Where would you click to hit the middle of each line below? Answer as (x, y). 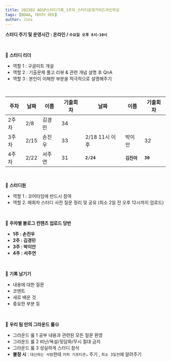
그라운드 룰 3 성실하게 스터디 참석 (46, 348)
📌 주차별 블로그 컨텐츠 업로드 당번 (38, 223)
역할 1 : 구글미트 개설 (33, 66)
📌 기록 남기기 (18, 274)
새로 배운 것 (24, 297)
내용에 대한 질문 (28, 285)
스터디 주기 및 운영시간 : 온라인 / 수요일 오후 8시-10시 (56, 35)
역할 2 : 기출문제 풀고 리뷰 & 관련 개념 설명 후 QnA (63, 72)
